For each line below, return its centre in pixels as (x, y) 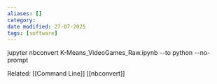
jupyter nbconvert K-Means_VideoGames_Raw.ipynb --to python (100, 53)
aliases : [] (24, 14)
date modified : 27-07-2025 (47, 26)
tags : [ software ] (33, 33)
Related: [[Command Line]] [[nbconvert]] (66, 74)
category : (22, 20)
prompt (18, 60)
